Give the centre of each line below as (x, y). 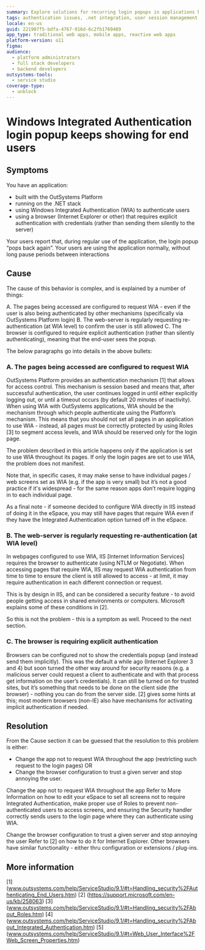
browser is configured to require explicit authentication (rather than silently (100, 332)
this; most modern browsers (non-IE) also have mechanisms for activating (99, 700)
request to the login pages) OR (54, 766)
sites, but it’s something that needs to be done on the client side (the (92, 687)
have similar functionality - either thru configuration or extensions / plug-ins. (102, 848)
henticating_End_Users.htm (41, 895)
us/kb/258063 (24, 901)
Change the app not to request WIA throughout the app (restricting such (106, 759)
